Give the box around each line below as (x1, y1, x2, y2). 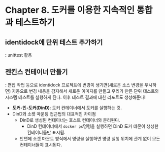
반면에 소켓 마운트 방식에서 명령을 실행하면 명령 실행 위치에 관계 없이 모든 (19, 135, 161, 141)
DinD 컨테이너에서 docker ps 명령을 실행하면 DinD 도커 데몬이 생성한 (27, 123, 159, 129)
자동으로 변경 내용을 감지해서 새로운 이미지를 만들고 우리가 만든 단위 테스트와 (11, 88, 159, 94)
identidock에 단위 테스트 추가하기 (5, 38, 103, 46)
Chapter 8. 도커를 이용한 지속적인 (5, 4, 135, 16)
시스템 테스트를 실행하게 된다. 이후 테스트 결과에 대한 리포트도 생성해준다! (5, 94, 146, 100)
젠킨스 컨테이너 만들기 (5, 68, 68, 76)
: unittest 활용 (5, 52, 32, 58)
